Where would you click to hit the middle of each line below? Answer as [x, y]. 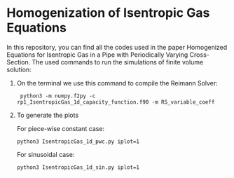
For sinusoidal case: [46, 154]
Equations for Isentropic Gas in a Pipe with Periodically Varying [97, 55]
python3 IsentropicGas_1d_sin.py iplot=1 [78, 167]
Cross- [199, 55]
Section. [19, 62]
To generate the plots [48, 115]
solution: [19, 69]
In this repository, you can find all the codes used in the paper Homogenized [117, 47]
